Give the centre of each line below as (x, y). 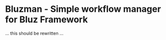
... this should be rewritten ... (34, 33)
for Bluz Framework (46, 20)
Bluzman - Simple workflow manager (83, 9)
